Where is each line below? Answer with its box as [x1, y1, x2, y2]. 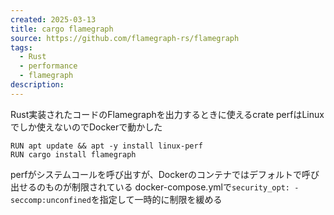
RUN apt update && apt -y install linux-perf [10, 141, 203, 151]
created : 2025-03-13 [10, 14, 97, 25]
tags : [10, 42, 33, 53]
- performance [19, 61, 78, 71]
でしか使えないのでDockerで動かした [10, 121, 163, 133]
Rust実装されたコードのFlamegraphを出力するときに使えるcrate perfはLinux [10, 108, 325, 120]
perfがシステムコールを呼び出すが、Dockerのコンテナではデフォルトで [10, 168, 303, 180]
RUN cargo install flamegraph [10, 149, 137, 160]
